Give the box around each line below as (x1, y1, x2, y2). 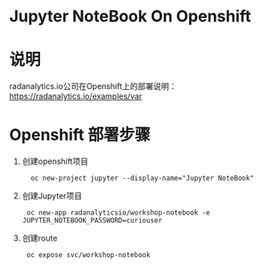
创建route (21, 233, 58, 244)
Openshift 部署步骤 (9, 125, 151, 145)
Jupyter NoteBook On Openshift (9, 6, 251, 27)
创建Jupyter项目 (21, 191, 83, 201)
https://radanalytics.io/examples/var (9, 91, 143, 102)
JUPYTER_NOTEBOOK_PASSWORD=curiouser (21, 216, 163, 225)
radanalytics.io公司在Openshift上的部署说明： (9, 81, 177, 92)
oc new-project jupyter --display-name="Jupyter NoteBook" (30, 174, 255, 183)
